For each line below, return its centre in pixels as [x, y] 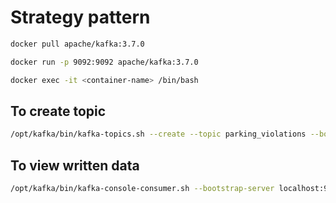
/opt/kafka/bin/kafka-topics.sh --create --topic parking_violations [158, 134]
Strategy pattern [80, 17]
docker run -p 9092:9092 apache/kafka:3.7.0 [104, 62]
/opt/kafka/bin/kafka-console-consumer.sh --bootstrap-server [142, 189]
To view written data [75, 165]
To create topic [58, 111]
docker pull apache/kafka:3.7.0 [77, 44]
